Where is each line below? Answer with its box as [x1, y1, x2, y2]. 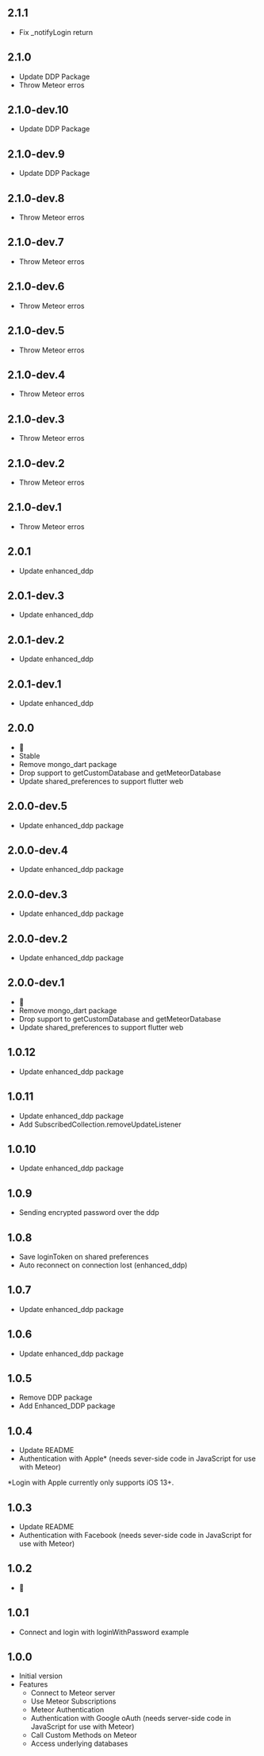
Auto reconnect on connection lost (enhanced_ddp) [18, 1260, 188, 1270]
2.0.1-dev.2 [7, 633, 65, 647]
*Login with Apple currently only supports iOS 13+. [7, 1478, 174, 1487]
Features [18, 1680, 48, 1689]
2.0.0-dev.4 [7, 843, 68, 858]
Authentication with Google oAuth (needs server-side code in [30, 1714, 231, 1723]
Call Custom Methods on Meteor [30, 1731, 137, 1740]
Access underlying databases [30, 1738, 128, 1749]
